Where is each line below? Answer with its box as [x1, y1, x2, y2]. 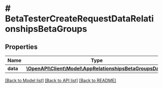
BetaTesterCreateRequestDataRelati [5, 13, 154, 24]
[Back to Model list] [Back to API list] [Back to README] [5, 78, 116, 83]
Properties [5, 43, 38, 51]
